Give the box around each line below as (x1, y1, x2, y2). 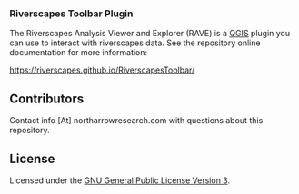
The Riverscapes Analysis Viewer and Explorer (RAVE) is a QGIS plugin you (9, 28, 291, 39)
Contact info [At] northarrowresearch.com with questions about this (9, 115, 264, 126)
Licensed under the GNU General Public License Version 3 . (9, 175, 230, 186)
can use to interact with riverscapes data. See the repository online (9, 37, 261, 48)
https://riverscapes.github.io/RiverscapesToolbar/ (9, 64, 195, 75)
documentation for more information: (9, 47, 148, 58)
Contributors (9, 91, 85, 106)
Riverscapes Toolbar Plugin (9, 7, 134, 20)
